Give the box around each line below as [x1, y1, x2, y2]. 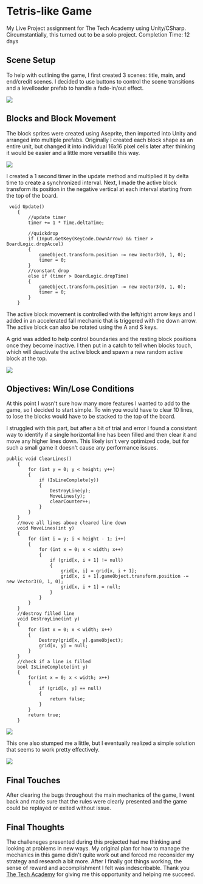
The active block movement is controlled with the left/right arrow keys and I [6, 310, 196, 318]
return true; [28, 712, 61, 718]
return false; [49, 696, 86, 702]
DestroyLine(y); [49, 488, 91, 494]
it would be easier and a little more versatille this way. [6, 149, 140, 156]
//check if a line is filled [17, 659, 91, 665]
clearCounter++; [49, 498, 91, 505]
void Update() [9, 203, 45, 210]
